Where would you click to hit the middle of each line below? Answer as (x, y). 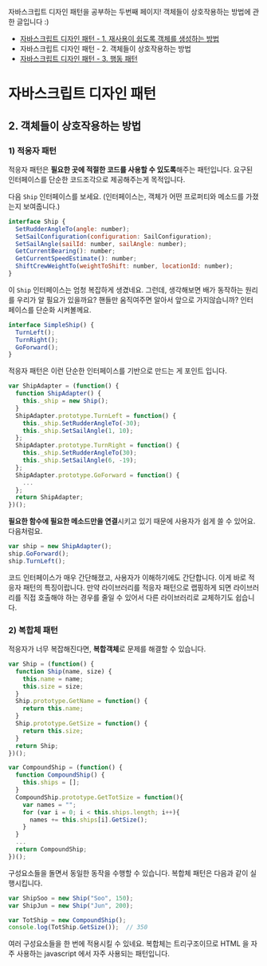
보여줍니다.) (41, 206)
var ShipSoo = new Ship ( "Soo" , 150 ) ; (71, 898)
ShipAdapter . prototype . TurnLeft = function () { (96, 415)
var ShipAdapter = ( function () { (64, 386)
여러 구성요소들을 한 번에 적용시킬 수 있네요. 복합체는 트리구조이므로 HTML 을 (129, 944)
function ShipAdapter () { (59, 394)
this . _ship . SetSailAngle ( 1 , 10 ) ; (78, 431)
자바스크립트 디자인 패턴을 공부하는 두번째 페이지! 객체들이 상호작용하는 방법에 (130, 12)
